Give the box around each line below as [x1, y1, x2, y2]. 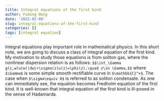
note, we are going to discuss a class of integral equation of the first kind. [5, 49, 156, 55]
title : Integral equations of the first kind [5, 7, 101, 12]
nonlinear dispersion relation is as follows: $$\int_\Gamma [5, 60, 122, 65]
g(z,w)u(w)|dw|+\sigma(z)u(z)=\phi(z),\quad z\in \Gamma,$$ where [5, 65, 147, 71]
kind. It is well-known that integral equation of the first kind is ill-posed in [5, 86, 155, 92]
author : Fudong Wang [5, 12, 48, 17]
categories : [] [5, 26, 37, 31]
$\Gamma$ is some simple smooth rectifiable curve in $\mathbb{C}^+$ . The [5, 70, 154, 76]
